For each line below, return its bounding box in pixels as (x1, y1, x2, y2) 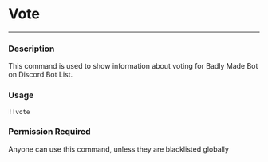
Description (8, 43, 55, 54)
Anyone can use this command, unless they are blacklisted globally (8, 144, 230, 154)
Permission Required (8, 126, 91, 137)
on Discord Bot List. (8, 69, 73, 80)
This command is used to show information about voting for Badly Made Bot (8, 61, 258, 71)
